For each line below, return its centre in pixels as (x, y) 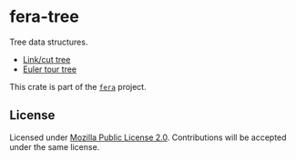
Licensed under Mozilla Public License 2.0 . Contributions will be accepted (148, 137)
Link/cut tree (46, 59)
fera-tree (44, 17)
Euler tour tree (50, 69)
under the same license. (55, 146)
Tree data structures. (49, 42)
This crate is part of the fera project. (78, 86)
